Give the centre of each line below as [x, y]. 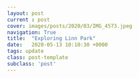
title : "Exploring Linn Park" [51, 39]
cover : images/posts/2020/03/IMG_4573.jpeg [70, 26]
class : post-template [38, 58]
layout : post [26, 13]
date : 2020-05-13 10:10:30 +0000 [58, 45]
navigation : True [32, 32]
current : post [29, 20]
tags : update [26, 52]
